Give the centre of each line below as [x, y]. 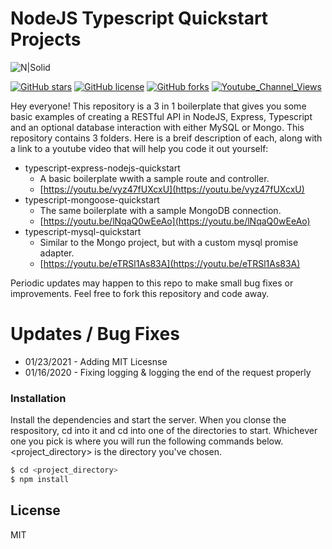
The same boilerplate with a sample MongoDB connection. [160, 210]
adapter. [57, 253]
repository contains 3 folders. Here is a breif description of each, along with [166, 138]
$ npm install [40, 480]
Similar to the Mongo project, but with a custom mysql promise [169, 242]
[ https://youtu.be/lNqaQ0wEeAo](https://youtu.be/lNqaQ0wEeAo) [175, 221]
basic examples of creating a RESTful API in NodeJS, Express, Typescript [161, 116]
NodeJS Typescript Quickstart [139, 18]
